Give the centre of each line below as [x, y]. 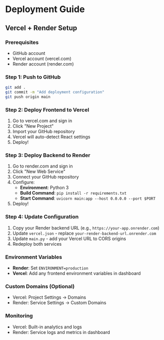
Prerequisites [22, 42]
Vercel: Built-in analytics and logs [47, 327]
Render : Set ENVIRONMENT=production [50, 268]
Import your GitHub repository [44, 132]
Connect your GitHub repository [46, 177]
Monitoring [19, 316]
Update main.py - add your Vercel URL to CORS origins [69, 239]
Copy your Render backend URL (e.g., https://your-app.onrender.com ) [86, 228]
